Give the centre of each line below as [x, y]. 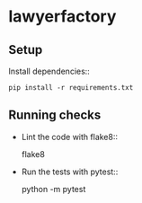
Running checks [55, 115]
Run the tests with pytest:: [70, 172]
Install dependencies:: [49, 71]
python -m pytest [53, 189]
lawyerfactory [62, 17]
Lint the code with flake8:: [70, 137]
